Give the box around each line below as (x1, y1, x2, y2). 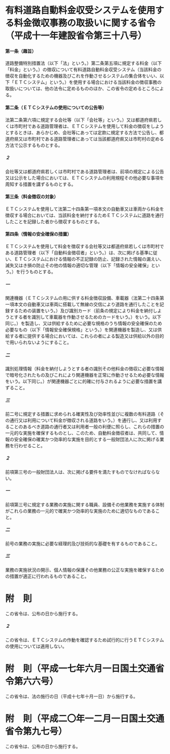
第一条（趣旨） (5, 48, 36, 54)
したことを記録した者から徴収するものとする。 (5, 219, 102, 225)
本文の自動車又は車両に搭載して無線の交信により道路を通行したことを (14, 301, 160, 307)
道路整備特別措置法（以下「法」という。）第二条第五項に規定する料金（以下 (5, 60, 162, 66)
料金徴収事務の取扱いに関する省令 (14, 17, 156, 29)
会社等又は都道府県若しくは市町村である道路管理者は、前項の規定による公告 (5, 168, 164, 174)
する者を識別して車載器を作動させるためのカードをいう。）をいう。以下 (14, 314, 161, 320)
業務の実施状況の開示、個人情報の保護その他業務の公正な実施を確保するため (5, 566, 164, 573)
